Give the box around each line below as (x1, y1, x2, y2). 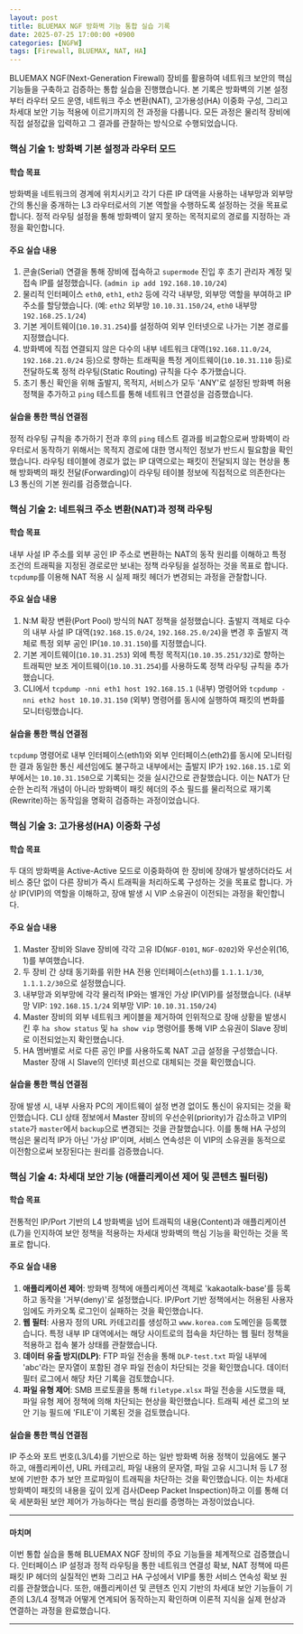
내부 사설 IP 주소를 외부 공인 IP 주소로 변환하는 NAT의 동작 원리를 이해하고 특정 (9, 548, 287, 560)
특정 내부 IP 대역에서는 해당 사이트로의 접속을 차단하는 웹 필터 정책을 (49, 1328, 290, 1339)
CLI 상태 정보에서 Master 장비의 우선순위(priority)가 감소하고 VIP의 (50, 1111, 288, 1122)
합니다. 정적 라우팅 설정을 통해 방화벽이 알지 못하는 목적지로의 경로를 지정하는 (9, 211, 281, 222)
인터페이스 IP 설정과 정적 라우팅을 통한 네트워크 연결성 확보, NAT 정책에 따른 (21, 1560, 289, 1571)
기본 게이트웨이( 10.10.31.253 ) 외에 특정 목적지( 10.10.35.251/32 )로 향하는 (22, 649, 286, 660)
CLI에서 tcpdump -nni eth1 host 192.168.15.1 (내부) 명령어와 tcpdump (22, 682, 278, 693)
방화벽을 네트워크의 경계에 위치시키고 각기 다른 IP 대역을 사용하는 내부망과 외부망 (9, 189, 293, 200)
